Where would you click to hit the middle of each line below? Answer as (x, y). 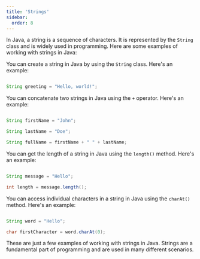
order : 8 (22, 23)
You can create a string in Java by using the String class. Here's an (90, 64)
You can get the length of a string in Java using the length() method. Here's (100, 154)
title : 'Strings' (28, 12)
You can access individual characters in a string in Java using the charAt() (98, 199)
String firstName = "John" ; (41, 121)
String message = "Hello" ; (40, 176)
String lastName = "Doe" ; (38, 132)
